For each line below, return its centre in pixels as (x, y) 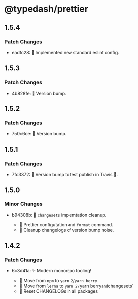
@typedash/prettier (47, 9)
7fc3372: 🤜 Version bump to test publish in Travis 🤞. (65, 174)
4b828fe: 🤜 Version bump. (39, 93)
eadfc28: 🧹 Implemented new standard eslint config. (66, 52)
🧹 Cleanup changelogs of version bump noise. (67, 230)
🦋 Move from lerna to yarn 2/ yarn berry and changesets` (76, 286)
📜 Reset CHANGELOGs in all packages (58, 291)
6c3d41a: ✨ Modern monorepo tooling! (52, 271)
